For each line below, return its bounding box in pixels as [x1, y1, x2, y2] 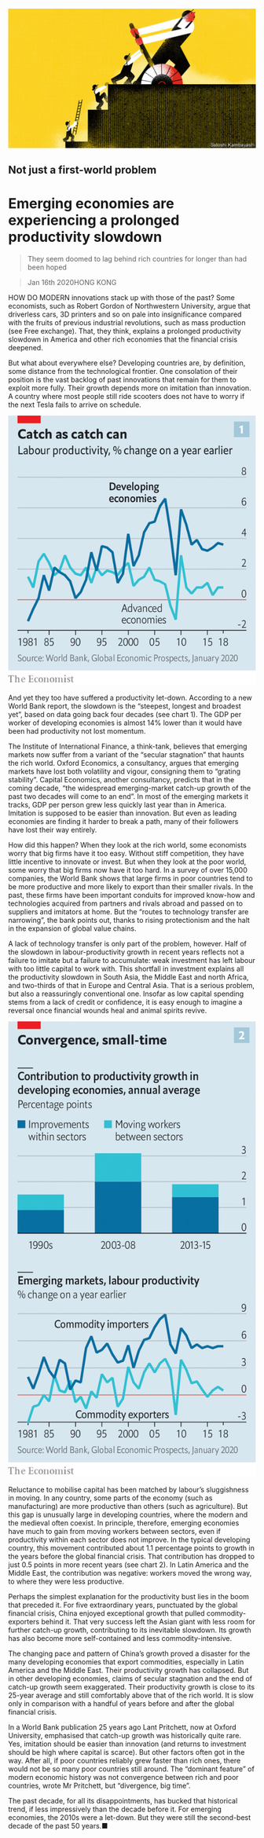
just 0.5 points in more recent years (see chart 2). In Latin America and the [8, 1560, 249, 1569]
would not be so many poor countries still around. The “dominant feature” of [8, 1764, 255, 1774]
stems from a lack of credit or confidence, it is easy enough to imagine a [8, 997, 243, 1006]
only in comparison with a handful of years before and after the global [8, 1698, 234, 1708]
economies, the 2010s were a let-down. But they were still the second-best [8, 1812, 251, 1822]
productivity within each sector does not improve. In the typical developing [8, 1535, 251, 1544]
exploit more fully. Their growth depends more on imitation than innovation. [8, 383, 251, 393]
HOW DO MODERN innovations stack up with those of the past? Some [8, 292, 236, 302]
